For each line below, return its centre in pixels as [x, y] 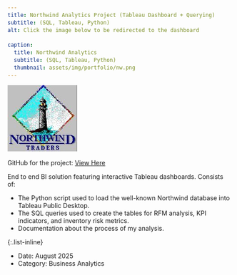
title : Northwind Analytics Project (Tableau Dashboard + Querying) [111, 15]
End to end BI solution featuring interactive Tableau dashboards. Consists [115, 176]
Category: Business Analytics [61, 263]
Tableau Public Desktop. [54, 205]
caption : [20, 45]
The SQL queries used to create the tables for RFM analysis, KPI [112, 213]
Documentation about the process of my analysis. [91, 228]
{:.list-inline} [25, 242]
